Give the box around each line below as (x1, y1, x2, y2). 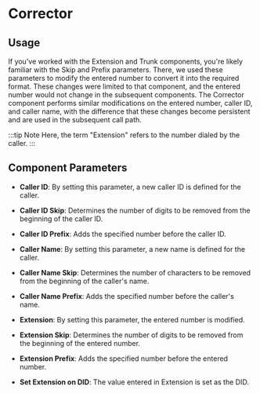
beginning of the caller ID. (19, 213, 103, 224)
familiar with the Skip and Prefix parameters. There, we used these (8, 65, 223, 75)
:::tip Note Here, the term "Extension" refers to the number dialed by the (8, 130, 240, 140)
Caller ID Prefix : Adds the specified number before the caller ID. (19, 229, 226, 238)
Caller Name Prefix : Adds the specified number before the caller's (19, 291, 235, 300)
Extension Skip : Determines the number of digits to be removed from (19, 330, 244, 340)
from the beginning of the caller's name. (19, 276, 150, 286)
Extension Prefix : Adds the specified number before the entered (19, 354, 229, 363)
